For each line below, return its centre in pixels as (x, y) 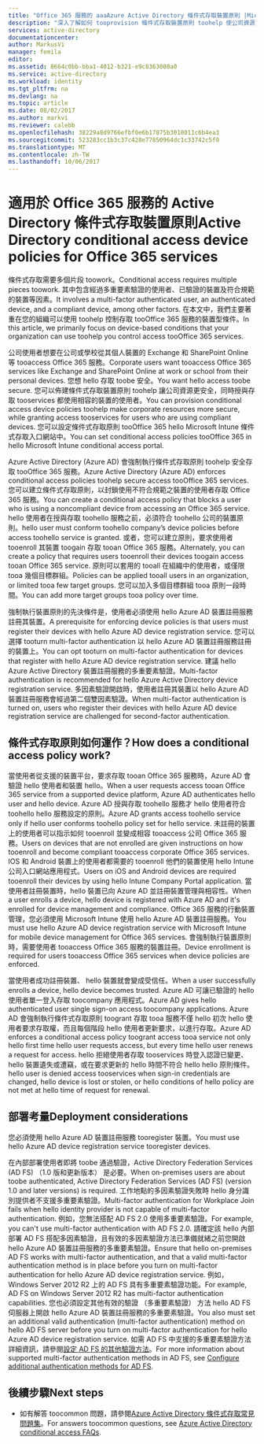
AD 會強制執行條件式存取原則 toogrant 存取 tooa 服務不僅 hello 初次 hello (126, 1018)
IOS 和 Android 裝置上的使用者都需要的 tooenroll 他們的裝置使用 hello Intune (131, 861)
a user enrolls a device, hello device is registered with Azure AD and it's (124, 899)
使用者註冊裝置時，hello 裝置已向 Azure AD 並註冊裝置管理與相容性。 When (130, 890)
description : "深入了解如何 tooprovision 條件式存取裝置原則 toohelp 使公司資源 (132, 23)
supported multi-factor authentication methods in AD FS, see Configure (124, 1357)
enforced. (24, 964)
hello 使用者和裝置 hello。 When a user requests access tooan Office (134, 785)
